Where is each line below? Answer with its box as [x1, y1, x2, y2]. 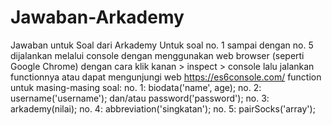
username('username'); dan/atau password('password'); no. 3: [10, 92, 270, 104]
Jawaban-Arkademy [10, 6, 185, 29]
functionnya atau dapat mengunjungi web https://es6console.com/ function [10, 71, 322, 83]
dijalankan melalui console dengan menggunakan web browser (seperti [10, 49, 305, 61]
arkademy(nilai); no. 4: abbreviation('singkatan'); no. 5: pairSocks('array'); [10, 102, 316, 115]
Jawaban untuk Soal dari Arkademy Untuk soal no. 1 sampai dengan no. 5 [10, 39, 314, 51]
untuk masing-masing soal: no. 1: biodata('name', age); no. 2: [10, 81, 262, 93]
